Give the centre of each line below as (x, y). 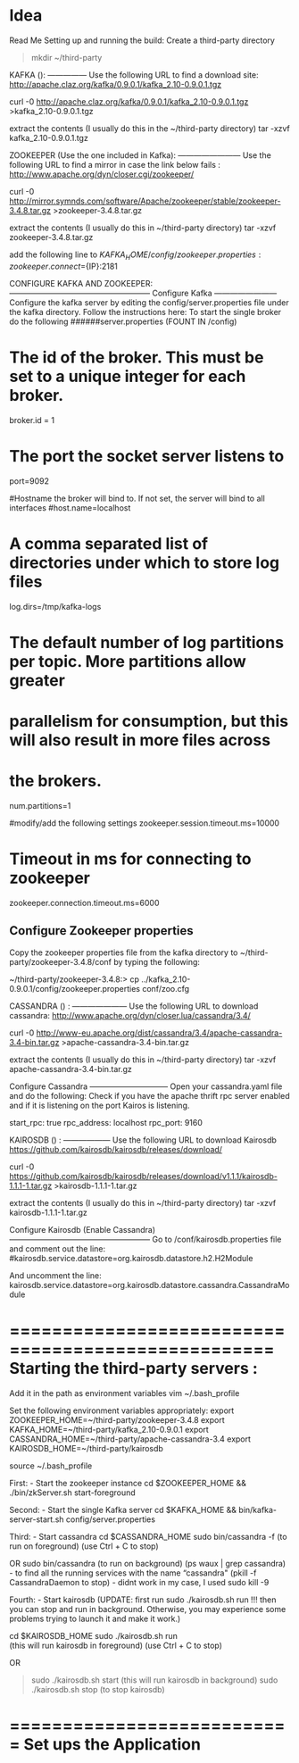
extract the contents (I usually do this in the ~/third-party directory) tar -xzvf (149, 128)
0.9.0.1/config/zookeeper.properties (75, 988)
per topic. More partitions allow (128, 661)
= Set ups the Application (105, 1744)
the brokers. (56, 781)
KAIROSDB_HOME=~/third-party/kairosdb (86, 1448)
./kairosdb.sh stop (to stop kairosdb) (98, 1689)
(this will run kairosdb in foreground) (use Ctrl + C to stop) (116, 1645)
